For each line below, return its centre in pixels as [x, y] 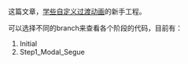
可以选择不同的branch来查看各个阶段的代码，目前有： [96, 28]
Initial [28, 44]
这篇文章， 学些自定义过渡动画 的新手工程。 [77, 11]
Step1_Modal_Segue [52, 52]
